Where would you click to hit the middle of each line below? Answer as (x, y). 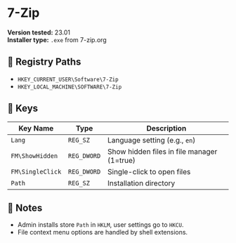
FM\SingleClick (36, 171)
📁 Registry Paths (44, 62)
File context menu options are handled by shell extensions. (103, 232)
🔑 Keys (23, 109)
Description (166, 128)
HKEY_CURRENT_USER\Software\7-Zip (68, 79)
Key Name (36, 128)
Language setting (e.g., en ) (152, 140)
